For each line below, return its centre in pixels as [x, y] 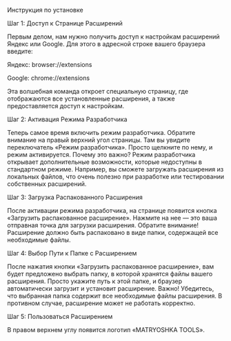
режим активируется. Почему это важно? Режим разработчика [101, 155]
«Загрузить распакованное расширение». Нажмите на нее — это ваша [112, 218]
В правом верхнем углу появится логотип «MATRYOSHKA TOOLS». [106, 330]
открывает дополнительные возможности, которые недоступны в [104, 162]
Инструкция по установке [46, 10]
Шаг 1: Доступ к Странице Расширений [65, 23]
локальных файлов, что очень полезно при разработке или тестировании [116, 176]
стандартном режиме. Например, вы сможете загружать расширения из [115, 169]
